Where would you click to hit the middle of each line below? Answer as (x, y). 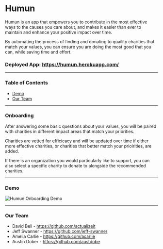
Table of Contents (27, 83)
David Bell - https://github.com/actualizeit (54, 226)
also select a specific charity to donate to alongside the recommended (75, 166)
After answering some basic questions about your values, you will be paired (81, 126)
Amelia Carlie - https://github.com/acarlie (54, 236)
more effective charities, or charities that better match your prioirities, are (78, 146)
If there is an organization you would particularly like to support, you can (77, 160)
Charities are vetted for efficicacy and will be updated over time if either (77, 141)
